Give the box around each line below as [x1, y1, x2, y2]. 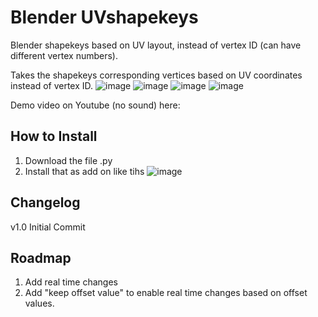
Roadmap [10, 249, 72, 266]
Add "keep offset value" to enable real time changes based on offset [24, 287, 308, 299]
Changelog [10, 194, 81, 211]
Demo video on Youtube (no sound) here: [10, 99, 181, 111]
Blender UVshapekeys [10, 6, 199, 29]
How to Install [10, 128, 98, 145]
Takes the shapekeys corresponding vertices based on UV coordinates [10, 69, 303, 81]
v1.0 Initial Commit [10, 221, 86, 233]
